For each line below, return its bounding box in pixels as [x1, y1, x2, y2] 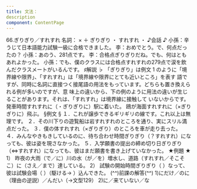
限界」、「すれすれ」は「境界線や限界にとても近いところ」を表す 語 [21, 73, 182, 80]
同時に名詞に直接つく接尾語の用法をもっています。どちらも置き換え [21, 81, 186, 88]
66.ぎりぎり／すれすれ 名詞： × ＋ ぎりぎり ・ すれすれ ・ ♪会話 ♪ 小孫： [6, 37, 184, 44]
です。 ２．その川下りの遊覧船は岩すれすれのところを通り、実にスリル [11, 118, 182, 125]
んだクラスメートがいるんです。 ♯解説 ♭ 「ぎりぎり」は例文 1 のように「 [6, 66, 182, 73]
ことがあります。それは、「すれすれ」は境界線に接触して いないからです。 [11, 96, 189, 103]
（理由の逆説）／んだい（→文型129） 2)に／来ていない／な [6, 177, 150, 184]
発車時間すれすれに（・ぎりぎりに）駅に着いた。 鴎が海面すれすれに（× [6, 103, 181, 110]
